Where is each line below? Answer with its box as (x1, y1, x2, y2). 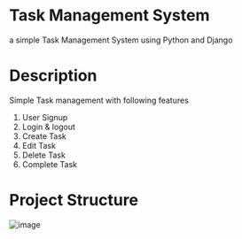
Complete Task (21, 158, 78, 169)
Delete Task (21, 150, 66, 160)
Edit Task (21, 140, 56, 150)
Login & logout (21, 121, 75, 132)
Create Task (21, 130, 66, 142)
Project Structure (9, 190, 139, 211)
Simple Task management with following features (9, 95, 189, 105)
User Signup (21, 112, 68, 122)
